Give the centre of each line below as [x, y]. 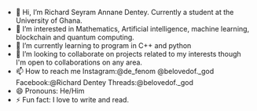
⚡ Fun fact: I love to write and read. [72, 100]
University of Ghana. [49, 20]
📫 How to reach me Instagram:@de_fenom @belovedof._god [115, 71]
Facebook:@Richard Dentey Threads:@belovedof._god [105, 82]
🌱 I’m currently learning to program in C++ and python [103, 46]
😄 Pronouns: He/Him [50, 91]
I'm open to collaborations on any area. [79, 62]
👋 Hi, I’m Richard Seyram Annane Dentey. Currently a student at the [125, 12]
